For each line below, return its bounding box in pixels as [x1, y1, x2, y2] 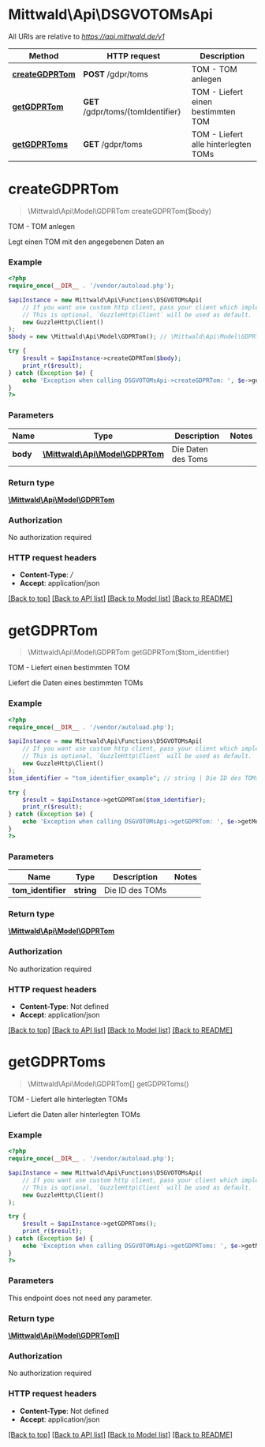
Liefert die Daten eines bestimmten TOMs [8, 678, 144, 688]
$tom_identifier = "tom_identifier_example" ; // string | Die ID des [8, 774, 242, 782]
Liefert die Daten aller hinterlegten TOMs [8, 1109, 140, 1119]
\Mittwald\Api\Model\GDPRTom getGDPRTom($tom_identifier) [27, 647, 230, 657]
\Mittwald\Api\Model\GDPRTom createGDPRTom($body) [27, 206, 211, 216]
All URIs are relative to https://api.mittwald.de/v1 [8, 32, 166, 41]
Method [28, 50, 59, 61]
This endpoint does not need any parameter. [8, 1293, 152, 1303]
